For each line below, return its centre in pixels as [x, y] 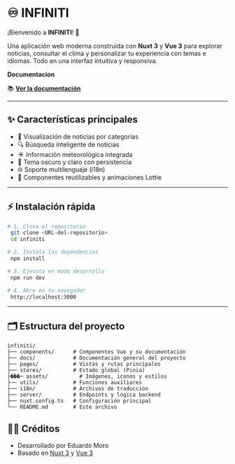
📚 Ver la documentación [44, 88]
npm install [28, 259]
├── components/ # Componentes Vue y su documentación [97, 352]
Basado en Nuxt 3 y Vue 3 [55, 453]
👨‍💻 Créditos [34, 429]
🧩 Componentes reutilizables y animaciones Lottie [90, 177]
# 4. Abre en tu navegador [47, 290]
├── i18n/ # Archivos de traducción [78, 389]
